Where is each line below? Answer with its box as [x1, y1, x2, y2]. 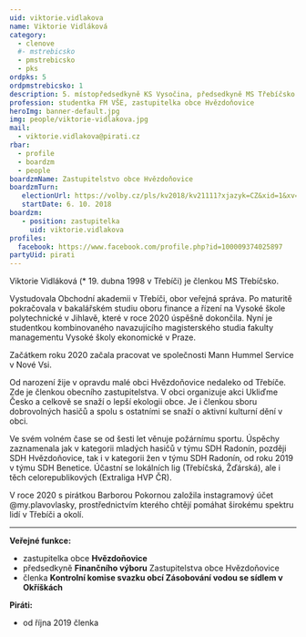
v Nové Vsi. [9, 359, 53, 370]
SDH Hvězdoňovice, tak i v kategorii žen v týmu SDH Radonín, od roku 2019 [9, 453, 294, 464]
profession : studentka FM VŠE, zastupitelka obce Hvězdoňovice [9, 98, 255, 108]
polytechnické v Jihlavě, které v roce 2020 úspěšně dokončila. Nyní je [9, 313, 273, 324]
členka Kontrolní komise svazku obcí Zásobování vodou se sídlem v [22, 572, 284, 583]
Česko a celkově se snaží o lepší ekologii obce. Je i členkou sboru [9, 396, 258, 407]
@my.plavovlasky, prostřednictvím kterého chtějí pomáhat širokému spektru [9, 499, 294, 510]
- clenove [17, 38, 55, 48]
